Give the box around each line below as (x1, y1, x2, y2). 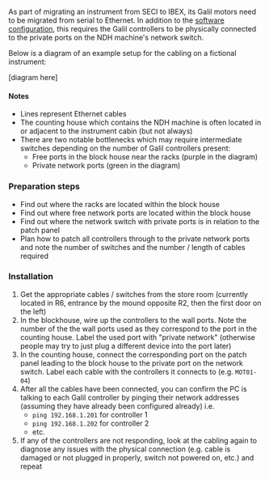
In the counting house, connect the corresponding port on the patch (19, 350, 247, 359)
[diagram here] (8, 73, 58, 82)
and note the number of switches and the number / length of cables (19, 242, 246, 252)
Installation (8, 271, 54, 282)
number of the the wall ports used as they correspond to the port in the (19, 324, 257, 333)
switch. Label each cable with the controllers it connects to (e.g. (19, 367, 234, 376)
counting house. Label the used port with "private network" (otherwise (19, 332, 256, 342)
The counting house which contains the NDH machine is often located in (19, 117, 262, 128)
